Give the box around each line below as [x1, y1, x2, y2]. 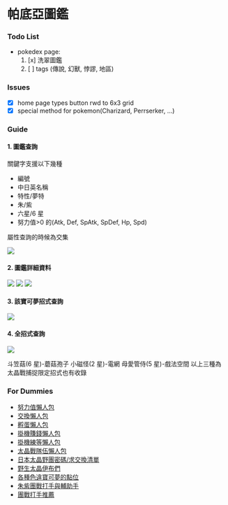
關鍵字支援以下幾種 [7, 159, 63, 168]
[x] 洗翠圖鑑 [27, 56, 63, 64]
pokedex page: [17, 48, 61, 56]
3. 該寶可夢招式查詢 [7, 297, 64, 305]
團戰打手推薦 [17, 490, 54, 499]
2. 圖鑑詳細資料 [7, 263, 52, 271]
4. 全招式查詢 [7, 329, 45, 338]
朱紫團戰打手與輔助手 [17, 481, 79, 490]
